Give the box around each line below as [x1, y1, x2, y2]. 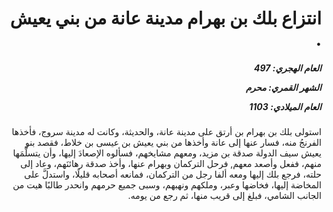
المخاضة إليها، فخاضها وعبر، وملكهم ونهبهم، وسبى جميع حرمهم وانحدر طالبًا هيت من [12, 179, 322, 191]
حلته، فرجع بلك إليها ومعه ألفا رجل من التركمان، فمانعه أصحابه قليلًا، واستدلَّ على [24, 168, 322, 181]
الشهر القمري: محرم [245, 81, 322, 93]
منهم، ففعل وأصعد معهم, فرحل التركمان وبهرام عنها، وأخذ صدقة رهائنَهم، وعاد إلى [20, 158, 322, 170]
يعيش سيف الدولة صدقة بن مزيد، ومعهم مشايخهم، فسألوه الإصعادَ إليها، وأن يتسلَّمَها [12, 147, 322, 159]
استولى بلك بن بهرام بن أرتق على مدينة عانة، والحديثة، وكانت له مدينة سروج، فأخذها [11, 126, 322, 138]
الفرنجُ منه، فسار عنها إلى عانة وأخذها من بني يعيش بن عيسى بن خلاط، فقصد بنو [25, 137, 322, 149]
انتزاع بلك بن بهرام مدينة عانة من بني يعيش [9, 7, 322, 30]
